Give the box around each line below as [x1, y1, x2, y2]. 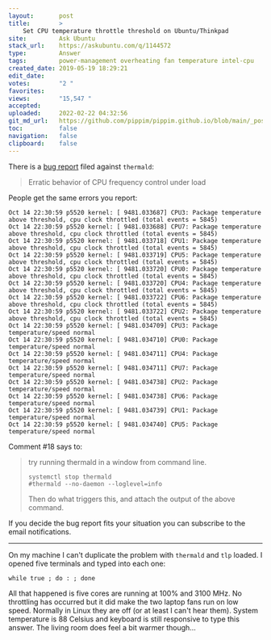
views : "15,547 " [8, 94, 92, 102]
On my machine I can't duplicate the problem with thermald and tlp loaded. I [8, 550, 263, 559]
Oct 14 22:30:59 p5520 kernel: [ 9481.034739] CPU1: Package [8, 406, 219, 414]
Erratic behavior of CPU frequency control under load [27, 177, 206, 186]
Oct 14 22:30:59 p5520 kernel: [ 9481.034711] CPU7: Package [8, 364, 219, 372]
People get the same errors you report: [8, 193, 138, 203]
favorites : [8, 86, 45, 95]
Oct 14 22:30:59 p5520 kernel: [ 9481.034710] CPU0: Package [8, 336, 219, 344]
